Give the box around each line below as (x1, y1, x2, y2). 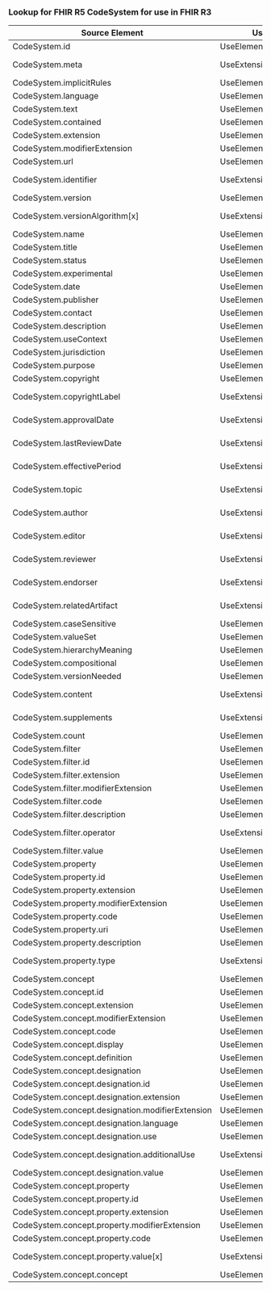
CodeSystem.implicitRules (12, 78, 111, 89)
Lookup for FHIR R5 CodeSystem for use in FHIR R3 (8, 6, 212, 18)
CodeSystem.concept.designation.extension (12, 1092, 181, 1103)
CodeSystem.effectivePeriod (12, 461, 122, 472)
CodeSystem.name (12, 228, 85, 240)
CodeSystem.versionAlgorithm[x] (12, 211, 140, 222)
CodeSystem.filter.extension (12, 769, 120, 781)
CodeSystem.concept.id (12, 987, 104, 998)
